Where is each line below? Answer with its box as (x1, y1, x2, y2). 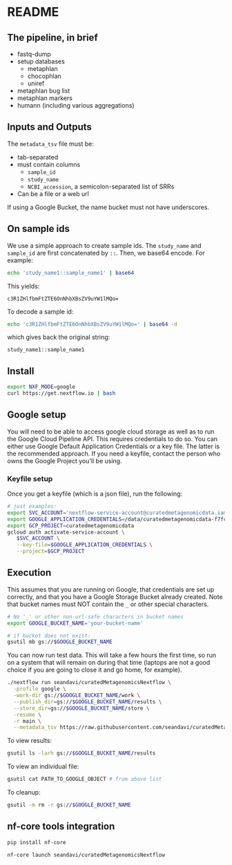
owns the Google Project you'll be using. (7, 456, 122, 465)
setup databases (17, 57, 66, 66)
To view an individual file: (7, 762, 79, 770)
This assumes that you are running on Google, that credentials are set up (7, 585, 215, 594)
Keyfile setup (7, 474, 53, 483)
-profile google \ (13, 686, 67, 692)
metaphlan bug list (17, 87, 70, 95)
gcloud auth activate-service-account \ (7, 529, 126, 536)
